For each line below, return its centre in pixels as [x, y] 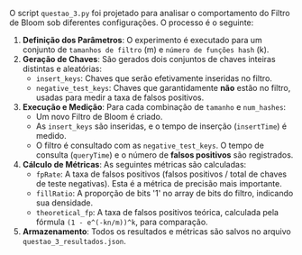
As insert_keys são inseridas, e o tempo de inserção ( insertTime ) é [161, 126]
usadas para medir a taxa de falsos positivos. [120, 97]
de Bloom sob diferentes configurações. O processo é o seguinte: [132, 23]
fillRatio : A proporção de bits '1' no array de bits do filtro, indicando [165, 193]
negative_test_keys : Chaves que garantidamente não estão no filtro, [163, 88]
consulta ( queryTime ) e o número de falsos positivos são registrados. [165, 155]
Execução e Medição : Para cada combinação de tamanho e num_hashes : [154, 107]
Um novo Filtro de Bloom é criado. [99, 117]
